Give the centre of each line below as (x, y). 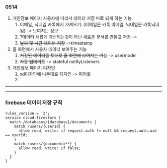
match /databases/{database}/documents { (53, 122)
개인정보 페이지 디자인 (34, 68)
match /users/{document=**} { (45, 144)
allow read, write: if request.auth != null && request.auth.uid (87, 131)
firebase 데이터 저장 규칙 (34, 103)
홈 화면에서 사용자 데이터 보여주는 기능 (49, 49)
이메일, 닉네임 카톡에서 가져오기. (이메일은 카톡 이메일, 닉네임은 (81, 25)
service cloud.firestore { (33, 117)
